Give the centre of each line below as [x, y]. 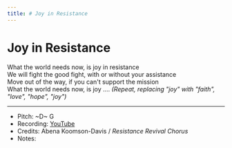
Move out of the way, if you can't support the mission [83, 82]
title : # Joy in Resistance [48, 13]
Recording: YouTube [46, 123]
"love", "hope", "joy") [37, 96]
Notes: [27, 138]
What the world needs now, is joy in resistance [73, 67]
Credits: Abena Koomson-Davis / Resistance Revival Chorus [103, 131]
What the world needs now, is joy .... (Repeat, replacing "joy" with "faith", [111, 89]
